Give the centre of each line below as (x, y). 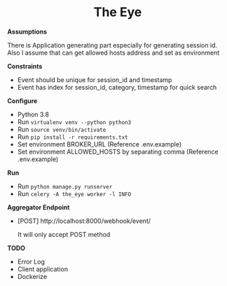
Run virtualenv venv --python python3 (74, 122)
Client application (43, 269)
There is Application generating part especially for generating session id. (112, 45)
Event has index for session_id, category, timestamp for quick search (117, 87)
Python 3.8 (33, 114)
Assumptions (27, 32)
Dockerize (32, 276)
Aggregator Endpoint (39, 207)
